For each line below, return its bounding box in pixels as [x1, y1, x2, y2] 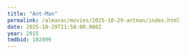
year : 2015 [7, 29, 39, 37]
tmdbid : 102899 [7, 36, 52, 43]
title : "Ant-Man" [7, 10, 58, 18]
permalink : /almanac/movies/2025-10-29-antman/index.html [7, 17, 180, 24]
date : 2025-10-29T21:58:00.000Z [7, 23, 102, 30]
